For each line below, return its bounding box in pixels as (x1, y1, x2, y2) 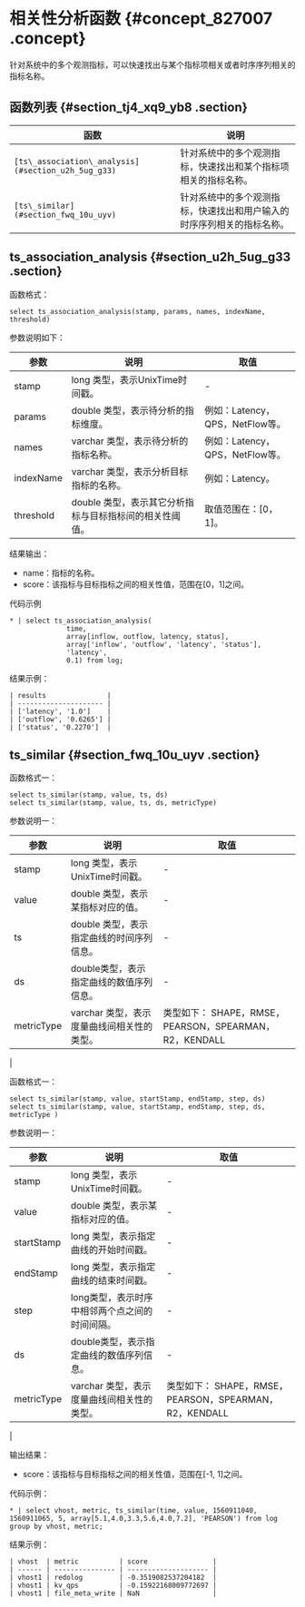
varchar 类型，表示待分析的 (71, 435, 189, 447)
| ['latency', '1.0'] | (9, 707, 112, 716)
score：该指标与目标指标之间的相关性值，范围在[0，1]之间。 (22, 578, 250, 590)
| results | (9, 691, 112, 700)
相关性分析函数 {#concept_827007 (9, 8, 273, 29)
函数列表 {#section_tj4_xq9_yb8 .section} (9, 100, 248, 115)
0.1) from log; (66, 655, 124, 665)
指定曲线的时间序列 (70, 932, 152, 945)
